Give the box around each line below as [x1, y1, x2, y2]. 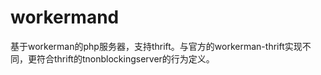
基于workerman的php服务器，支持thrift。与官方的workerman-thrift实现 [10, 40, 303, 52]
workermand [10, 6, 120, 29]
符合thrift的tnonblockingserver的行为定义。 [36, 52, 215, 65]
